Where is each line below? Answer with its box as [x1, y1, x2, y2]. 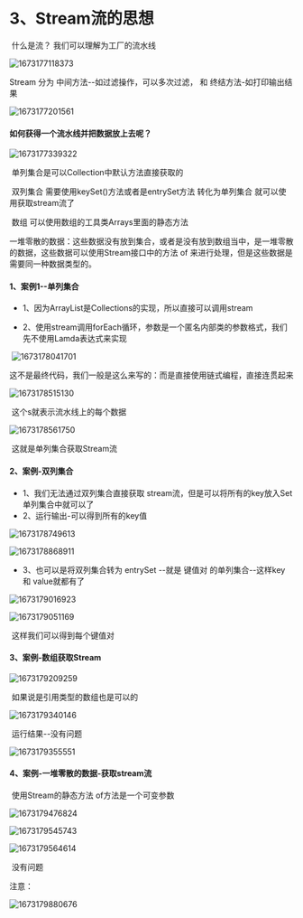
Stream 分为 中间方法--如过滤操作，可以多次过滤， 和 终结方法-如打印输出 [9, 76, 286, 87]
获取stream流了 [16, 198, 75, 209]
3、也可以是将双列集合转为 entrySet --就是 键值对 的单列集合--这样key [22, 564, 286, 575]
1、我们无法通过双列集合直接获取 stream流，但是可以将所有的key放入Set [22, 487, 293, 498]
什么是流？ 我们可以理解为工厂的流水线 [11, 40, 156, 51]
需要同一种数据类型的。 [9, 258, 96, 269]
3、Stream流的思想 [9, 8, 155, 29]
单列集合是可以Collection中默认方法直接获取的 [11, 167, 184, 178]
